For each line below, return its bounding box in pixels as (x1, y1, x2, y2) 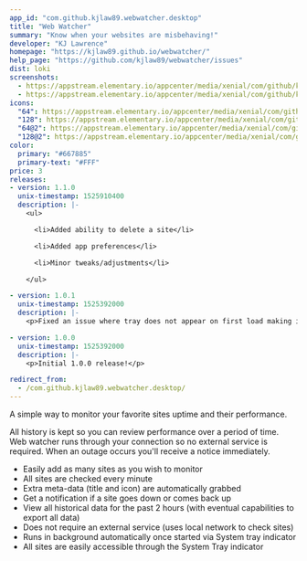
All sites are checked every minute (22, 473, 153, 484)
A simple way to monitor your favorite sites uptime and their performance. (9, 408, 288, 419)
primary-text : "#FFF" (17, 157, 101, 167)
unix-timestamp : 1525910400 (17, 192, 125, 201)
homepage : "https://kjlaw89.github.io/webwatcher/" (9, 48, 210, 57)
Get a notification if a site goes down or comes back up (22, 492, 231, 503)
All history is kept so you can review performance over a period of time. (9, 427, 280, 437)
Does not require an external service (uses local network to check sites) (22, 522, 294, 533)
